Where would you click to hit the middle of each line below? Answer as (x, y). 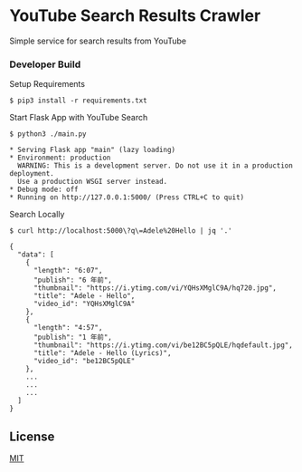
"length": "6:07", (68, 271)
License (32, 436)
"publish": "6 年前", (73, 280)
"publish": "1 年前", (73, 337)
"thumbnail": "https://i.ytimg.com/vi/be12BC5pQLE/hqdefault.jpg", (163, 345)
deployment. (32, 174)
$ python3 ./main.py (48, 134)
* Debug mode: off (44, 190)
